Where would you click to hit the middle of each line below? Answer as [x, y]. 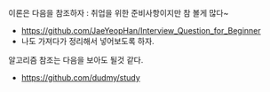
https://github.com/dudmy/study [81, 77]
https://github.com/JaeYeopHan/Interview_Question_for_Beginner [141, 31]
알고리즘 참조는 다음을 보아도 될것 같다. [76, 60]
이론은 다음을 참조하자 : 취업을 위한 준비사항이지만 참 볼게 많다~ [119, 13]
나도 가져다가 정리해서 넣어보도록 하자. [87, 41]
